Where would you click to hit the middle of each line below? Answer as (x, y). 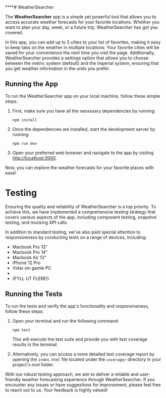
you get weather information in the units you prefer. (57, 68)
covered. (14, 32)
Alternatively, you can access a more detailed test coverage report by (83, 354)
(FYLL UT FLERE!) (30, 278)
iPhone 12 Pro (26, 263)
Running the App (32, 84)
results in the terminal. (35, 344)
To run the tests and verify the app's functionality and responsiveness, (77, 306)
